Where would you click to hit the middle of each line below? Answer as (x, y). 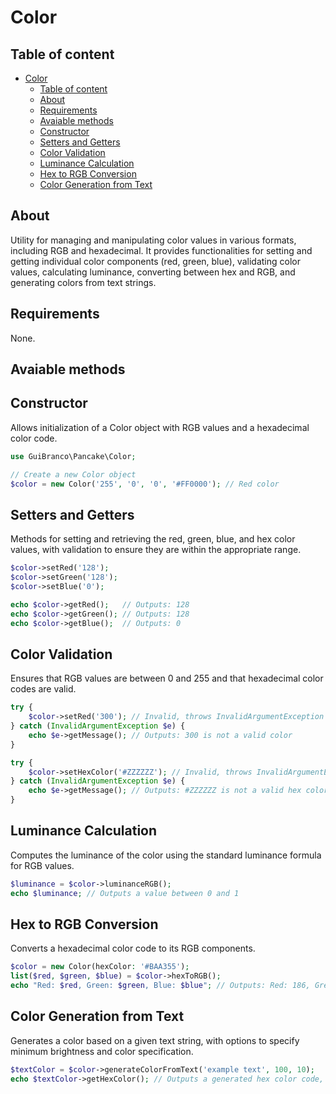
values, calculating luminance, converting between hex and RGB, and (153, 272)
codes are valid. (43, 689)
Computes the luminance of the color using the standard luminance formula (166, 855)
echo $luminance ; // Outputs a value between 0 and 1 (125, 893)
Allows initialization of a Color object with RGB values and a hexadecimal (160, 427)
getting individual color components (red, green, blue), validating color (155, 261)
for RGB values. (42, 865)
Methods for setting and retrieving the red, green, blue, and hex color (153, 539)
